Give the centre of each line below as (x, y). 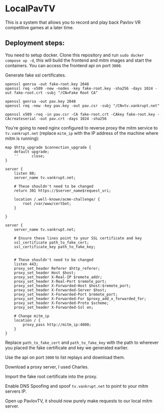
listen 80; (25, 173)
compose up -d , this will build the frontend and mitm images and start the (78, 60)
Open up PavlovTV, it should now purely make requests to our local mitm (79, 401)
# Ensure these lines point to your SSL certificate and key (78, 238)
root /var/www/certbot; (47, 204)
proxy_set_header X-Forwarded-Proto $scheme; (62, 303)
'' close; (30, 156)
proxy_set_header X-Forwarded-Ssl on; (54, 307)
